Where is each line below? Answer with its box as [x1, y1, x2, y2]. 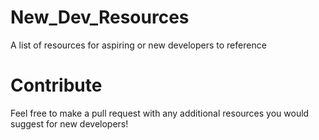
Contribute [10, 74, 103, 97]
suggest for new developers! [10, 117, 129, 130]
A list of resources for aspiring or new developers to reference [10, 39, 267, 51]
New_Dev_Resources [10, 6, 190, 29]
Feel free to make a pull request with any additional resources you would [10, 107, 310, 119]
